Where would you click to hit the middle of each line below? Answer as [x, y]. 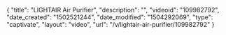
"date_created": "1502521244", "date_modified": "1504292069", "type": [110, 17]
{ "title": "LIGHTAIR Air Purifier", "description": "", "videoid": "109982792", [113, 10]
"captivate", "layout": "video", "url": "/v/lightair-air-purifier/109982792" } [111, 24]
